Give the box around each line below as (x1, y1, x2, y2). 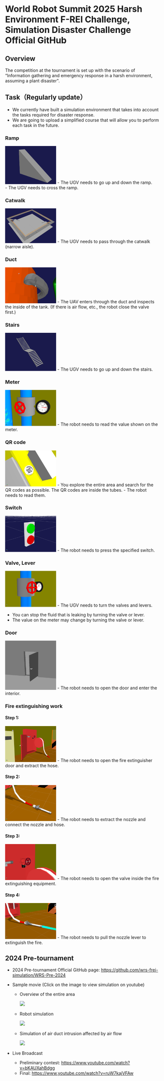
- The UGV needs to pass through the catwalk (57, 238, 151, 244)
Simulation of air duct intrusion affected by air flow (19, 1031, 122, 1037)
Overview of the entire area (19, 992, 75, 997)
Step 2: (5, 774, 21, 780)
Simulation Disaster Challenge (5, 25, 132, 35)
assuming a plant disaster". (5, 78, 60, 84)
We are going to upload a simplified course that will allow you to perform (12, 117, 160, 123)
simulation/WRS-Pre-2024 (12, 972, 66, 978)
